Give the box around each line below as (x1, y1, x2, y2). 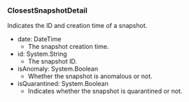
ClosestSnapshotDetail (7, 6, 87, 15)
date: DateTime (17, 35, 62, 43)
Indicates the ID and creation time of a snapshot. (7, 22, 148, 30)
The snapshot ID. (27, 57, 77, 66)
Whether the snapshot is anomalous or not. (27, 72, 153, 80)
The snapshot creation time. (27, 43, 109, 51)
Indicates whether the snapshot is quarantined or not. (27, 87, 183, 96)
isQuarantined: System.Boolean (17, 80, 108, 88)
